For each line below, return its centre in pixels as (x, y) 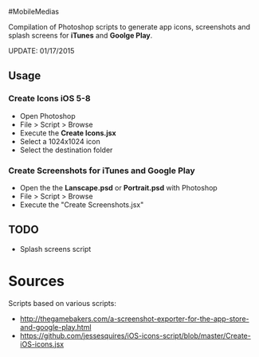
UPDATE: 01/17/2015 (41, 51)
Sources (37, 281)
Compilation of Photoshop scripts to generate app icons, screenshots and (129, 27)
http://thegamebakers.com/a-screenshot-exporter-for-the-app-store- (134, 319)
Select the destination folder (66, 150)
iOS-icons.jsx (42, 344)
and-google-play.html (55, 327)
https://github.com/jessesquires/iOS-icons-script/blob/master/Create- (135, 335)
